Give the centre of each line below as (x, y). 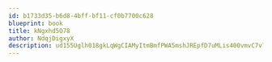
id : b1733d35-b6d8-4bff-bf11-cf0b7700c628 (81, 16)
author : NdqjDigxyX (41, 38)
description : (30, 46)
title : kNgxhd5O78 (39, 31)
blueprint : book (36, 23)
